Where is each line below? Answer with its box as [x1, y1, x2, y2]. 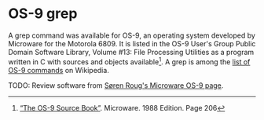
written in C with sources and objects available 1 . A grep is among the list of [8, 56, 251, 67]
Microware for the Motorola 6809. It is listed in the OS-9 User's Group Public [8, 38, 256, 48]
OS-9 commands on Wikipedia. [8, 65, 110, 75]
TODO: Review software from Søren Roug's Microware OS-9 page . [8, 80, 224, 90]
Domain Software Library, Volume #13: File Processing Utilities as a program [8, 47, 255, 56]
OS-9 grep [8, 5, 78, 23]
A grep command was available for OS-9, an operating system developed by [8, 31, 255, 40]
